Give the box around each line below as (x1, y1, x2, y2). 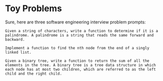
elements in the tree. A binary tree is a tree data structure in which (5, 62, 156, 67)
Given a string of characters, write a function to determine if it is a (5, 28, 159, 33)
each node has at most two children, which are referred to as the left (5, 67, 156, 72)
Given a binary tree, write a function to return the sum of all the (5, 58, 150, 63)
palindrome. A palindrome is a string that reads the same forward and (5, 33, 154, 38)
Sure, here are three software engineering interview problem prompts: (5, 19, 146, 25)
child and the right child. (5, 71, 62, 76)
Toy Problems (5, 3, 62, 14)
